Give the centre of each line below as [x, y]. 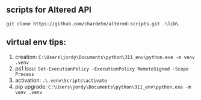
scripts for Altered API [49, 10]
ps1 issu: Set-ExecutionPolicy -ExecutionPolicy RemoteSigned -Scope [102, 68]
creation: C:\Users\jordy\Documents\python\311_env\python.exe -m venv [105, 57]
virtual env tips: [36, 42]
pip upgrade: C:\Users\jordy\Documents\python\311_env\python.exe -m [103, 86]
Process [24, 74]
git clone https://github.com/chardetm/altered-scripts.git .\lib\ [93, 23]
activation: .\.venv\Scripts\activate [61, 80]
